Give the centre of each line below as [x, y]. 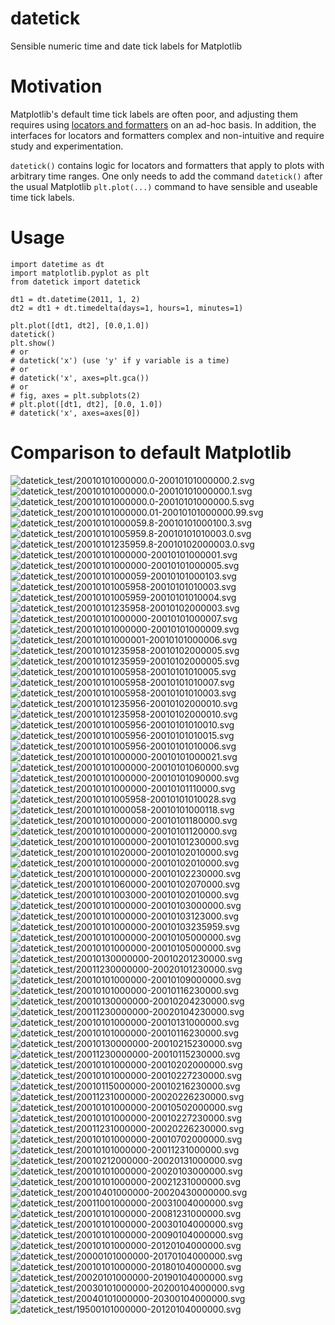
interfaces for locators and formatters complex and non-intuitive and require [167, 135]
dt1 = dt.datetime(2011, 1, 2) [75, 299]
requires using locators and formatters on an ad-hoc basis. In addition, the [163, 124]
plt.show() [33, 343]
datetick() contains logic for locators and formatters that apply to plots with [167, 165]
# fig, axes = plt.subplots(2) [75, 395]
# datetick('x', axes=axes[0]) [75, 413]
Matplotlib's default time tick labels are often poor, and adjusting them [154, 114]
